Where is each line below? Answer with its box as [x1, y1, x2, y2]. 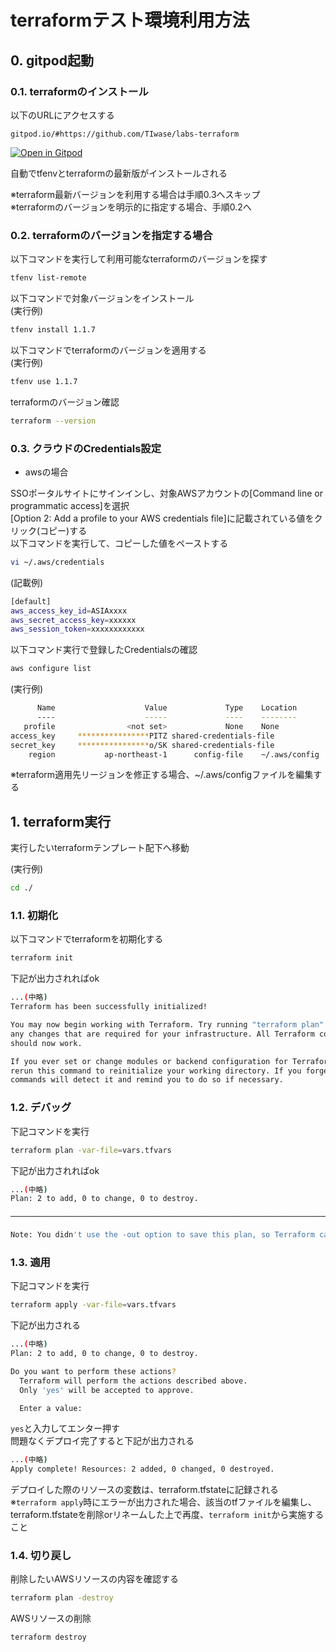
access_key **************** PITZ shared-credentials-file [10, 731, 275, 741]
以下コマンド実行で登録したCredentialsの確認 [10, 644, 198, 656]
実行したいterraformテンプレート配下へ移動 [10, 842, 190, 854]
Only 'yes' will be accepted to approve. [19, 1385, 195, 1395]
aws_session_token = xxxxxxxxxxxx [10, 624, 145, 635]
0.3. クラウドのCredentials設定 [10, 441, 162, 455]
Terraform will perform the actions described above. [19, 1376, 248, 1386]
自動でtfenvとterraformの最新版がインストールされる [10, 167, 228, 179]
